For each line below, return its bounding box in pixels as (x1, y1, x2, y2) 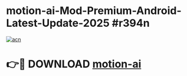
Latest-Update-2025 (6, 16, 110, 30)
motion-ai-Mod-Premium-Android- (6, 4, 182, 18)
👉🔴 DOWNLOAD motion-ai (6, 57, 142, 71)
